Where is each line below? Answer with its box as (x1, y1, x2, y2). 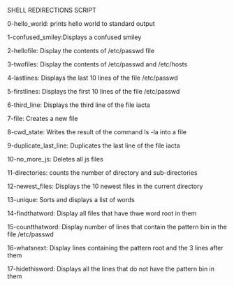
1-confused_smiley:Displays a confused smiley (7, 33, 142, 41)
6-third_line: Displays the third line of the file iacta (7, 101, 150, 109)
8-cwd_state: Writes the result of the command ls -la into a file (7, 128, 187, 136)
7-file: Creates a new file (7, 115, 78, 122)
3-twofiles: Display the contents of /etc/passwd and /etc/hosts (7, 60, 188, 69)
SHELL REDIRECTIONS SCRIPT (7, 6, 96, 14)
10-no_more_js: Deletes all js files (7, 155, 103, 163)
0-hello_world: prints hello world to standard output (7, 20, 155, 27)
